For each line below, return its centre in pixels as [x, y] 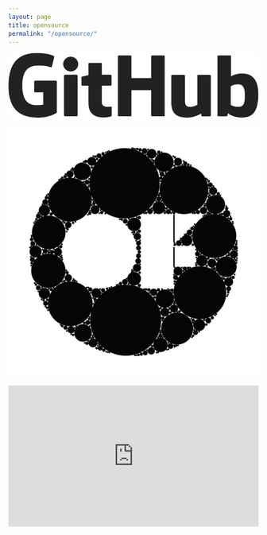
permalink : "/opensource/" [53, 33]
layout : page [30, 17]
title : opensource [39, 25]
